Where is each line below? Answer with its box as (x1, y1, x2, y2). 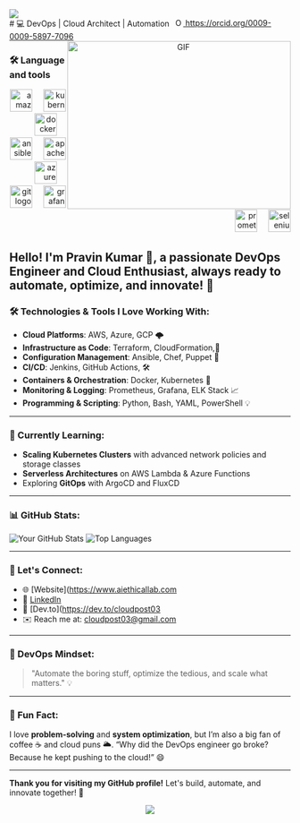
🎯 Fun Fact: (9, 709, 59, 722)
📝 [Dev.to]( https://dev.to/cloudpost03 (21, 604, 161, 614)
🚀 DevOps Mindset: (9, 647, 96, 660)
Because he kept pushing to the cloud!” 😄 (9, 752, 165, 763)
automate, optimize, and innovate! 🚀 (9, 278, 214, 293)
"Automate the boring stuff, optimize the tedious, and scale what (30, 668, 268, 679)
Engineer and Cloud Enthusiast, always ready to (9, 263, 281, 279)
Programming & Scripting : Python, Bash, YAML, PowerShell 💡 (21, 398, 251, 408)
